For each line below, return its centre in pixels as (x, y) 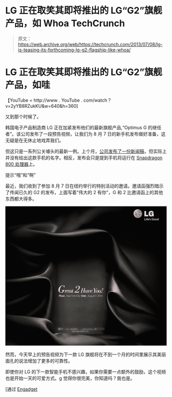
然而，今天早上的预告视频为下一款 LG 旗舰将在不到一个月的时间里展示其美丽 (86, 354)
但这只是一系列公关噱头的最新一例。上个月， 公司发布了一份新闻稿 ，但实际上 (86, 151)
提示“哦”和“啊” (20, 175)
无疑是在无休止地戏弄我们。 (35, 140)
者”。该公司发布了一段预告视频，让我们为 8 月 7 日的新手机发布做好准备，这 (85, 134)
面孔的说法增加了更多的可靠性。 (39, 361)
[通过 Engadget (21, 389)
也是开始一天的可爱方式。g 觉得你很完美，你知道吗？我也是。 (70, 378)
